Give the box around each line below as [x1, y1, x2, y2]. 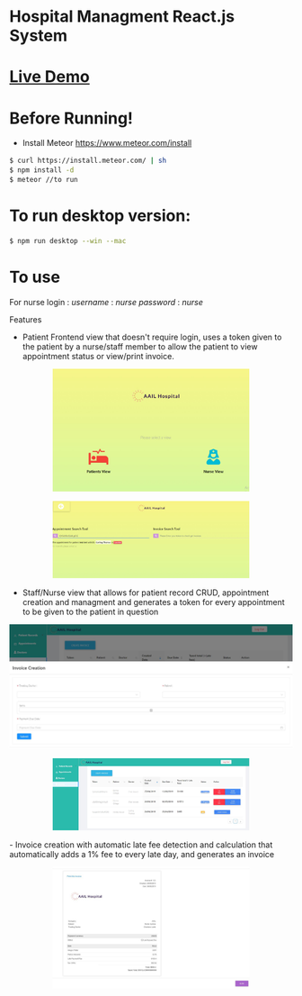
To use [9, 267, 61, 287]
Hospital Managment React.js [9, 6, 235, 27]
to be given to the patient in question [22, 606, 159, 618]
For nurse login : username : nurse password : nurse [9, 296, 204, 307]
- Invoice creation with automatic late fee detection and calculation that [9, 839, 273, 850]
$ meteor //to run [9, 176, 78, 185]
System [9, 25, 68, 46]
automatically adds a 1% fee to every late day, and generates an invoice [9, 849, 275, 860]
